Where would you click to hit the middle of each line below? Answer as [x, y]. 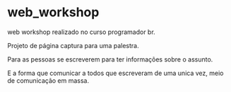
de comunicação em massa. [48, 80]
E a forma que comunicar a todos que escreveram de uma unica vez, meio [115, 73]
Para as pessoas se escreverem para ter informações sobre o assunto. [110, 59]
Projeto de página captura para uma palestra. [73, 45]
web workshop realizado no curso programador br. [81, 32]
